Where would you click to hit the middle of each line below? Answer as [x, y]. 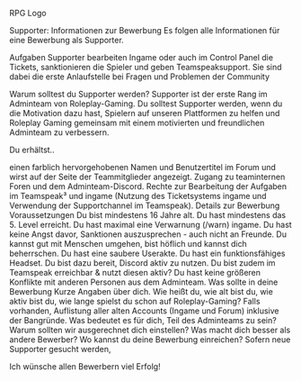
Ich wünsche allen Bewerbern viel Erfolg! [85, 367]
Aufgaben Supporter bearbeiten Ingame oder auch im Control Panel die [142, 57]
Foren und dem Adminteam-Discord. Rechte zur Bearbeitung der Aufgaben [148, 186]
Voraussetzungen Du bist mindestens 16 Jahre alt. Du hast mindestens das [147, 215]
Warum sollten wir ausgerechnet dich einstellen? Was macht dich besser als [150, 330]
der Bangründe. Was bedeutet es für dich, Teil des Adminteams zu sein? [143, 320]
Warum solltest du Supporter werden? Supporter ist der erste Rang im [138, 94]
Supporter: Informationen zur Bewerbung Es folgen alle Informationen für [145, 30]
